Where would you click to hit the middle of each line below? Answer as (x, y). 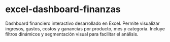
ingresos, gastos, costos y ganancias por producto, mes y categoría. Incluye (85, 28)
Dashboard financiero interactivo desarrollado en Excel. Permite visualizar (82, 23)
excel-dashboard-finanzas (63, 9)
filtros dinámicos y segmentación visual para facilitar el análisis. (72, 34)
